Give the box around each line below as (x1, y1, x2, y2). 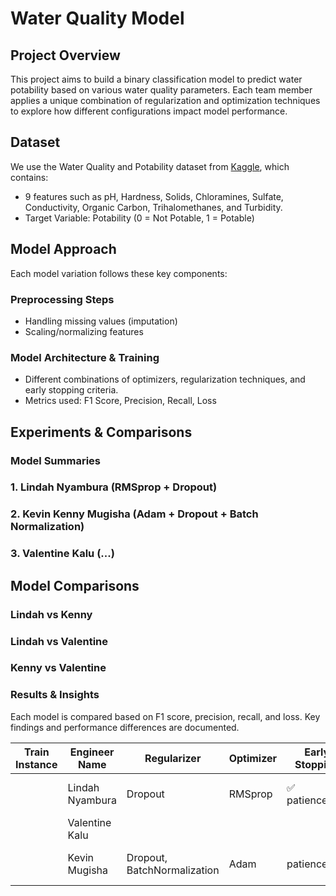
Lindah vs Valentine (10, 634, 109, 648)
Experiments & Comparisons (10, 423, 193, 441)
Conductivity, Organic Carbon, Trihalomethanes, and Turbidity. (24, 201, 283, 213)
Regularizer (144, 751, 202, 765)
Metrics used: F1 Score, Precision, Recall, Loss (24, 395, 217, 407)
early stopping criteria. (24, 384, 119, 396)
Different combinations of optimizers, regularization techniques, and (24, 373, 306, 386)
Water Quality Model (10, 7, 185, 30)
